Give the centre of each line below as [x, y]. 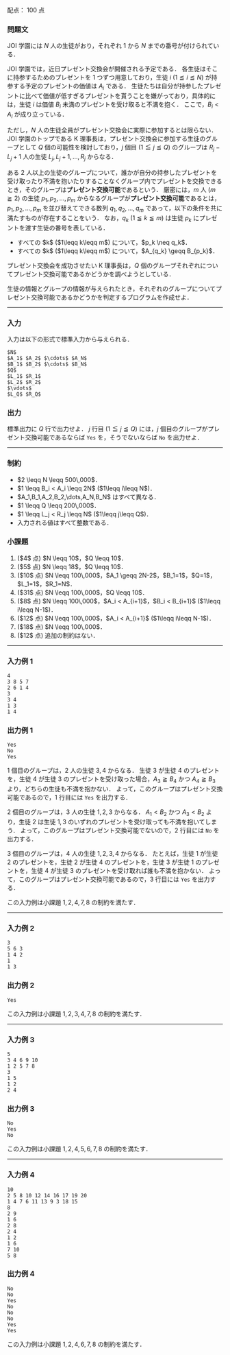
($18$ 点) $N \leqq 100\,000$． [61, 627]
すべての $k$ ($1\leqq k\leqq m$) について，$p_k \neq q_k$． [104, 242]
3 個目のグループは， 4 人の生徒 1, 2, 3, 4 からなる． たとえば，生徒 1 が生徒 [113, 854]
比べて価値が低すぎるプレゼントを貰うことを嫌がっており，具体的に [120, 96]
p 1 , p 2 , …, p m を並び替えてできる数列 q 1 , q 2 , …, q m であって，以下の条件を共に [115, 209]
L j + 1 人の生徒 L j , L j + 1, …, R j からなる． [62, 158]
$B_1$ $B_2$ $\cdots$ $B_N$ [47, 364]
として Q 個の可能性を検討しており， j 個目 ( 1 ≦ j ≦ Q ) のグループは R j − [119, 148]
